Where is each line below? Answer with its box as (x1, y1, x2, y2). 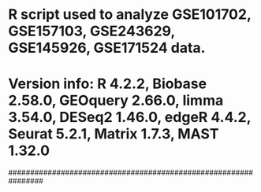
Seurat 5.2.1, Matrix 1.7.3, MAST (8, 125, 219, 143)
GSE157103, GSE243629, (8, 22, 175, 40)
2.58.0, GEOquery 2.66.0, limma (8, 92, 224, 109)
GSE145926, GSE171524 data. (8, 39, 206, 57)
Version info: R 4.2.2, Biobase (8, 75, 207, 93)
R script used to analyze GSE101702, (8, 6, 252, 24)
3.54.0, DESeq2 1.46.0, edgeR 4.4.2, (8, 109, 251, 127)
